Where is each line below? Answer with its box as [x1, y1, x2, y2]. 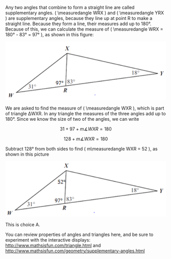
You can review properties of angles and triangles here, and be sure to [5, 231, 154, 238]
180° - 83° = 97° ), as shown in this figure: [5, 32, 94, 37]
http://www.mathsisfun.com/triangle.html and [5, 242, 101, 248]
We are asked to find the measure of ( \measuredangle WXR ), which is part [5, 105, 164, 112]
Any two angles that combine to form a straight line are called [5, 5, 135, 10]
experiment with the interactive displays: [5, 236, 91, 243]
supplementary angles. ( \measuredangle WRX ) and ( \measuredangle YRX [5, 10, 164, 16]
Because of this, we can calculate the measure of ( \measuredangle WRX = [5, 26, 163, 32]
